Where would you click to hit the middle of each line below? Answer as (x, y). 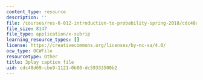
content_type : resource (36, 12)
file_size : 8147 (27, 29)
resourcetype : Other (32, 57)
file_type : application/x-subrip (48, 34)
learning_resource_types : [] (43, 40)
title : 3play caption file (40, 62)
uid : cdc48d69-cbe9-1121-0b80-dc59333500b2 (62, 68)
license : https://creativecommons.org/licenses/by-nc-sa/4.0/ (86, 46)
